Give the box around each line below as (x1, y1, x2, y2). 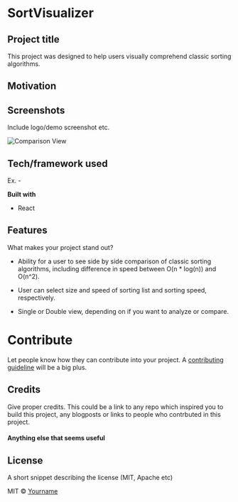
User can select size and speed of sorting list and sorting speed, (17, 285, 207, 294)
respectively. (17, 293, 55, 302)
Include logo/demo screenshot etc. (7, 123, 110, 132)
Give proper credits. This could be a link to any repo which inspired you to (7, 403, 224, 411)
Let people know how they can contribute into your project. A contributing (7, 355, 224, 364)
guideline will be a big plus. (7, 363, 87, 371)
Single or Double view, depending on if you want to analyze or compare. (17, 307, 229, 315)
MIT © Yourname (7, 486, 58, 495)
